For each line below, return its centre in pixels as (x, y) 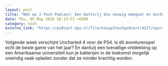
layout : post (19, 10)
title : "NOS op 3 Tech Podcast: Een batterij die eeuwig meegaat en (78, 14)
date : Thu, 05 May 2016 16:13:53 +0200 (47, 19)
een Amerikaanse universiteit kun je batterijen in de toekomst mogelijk (77, 53)
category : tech (21, 24)
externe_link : (20, 28)
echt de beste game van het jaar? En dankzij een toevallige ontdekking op (81, 48)
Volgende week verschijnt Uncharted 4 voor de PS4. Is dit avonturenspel (80, 42)
